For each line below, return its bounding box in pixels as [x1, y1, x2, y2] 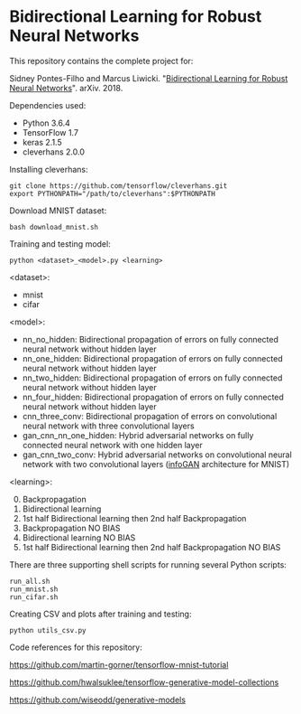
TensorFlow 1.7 [22, 127, 79, 137]
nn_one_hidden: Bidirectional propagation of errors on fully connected [22, 352, 283, 363]
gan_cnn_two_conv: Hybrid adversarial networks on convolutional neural [22, 449, 293, 460]
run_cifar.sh [9, 592, 59, 602]
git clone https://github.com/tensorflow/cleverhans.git [9, 181, 228, 191]
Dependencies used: [9, 99, 87, 110]
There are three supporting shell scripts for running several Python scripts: [9, 559, 287, 570]
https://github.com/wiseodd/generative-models [9, 694, 187, 705]
